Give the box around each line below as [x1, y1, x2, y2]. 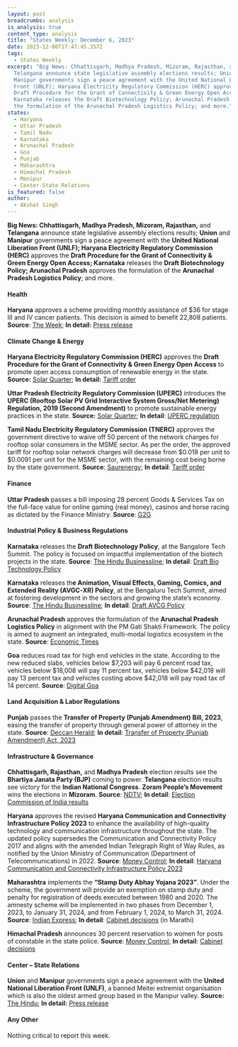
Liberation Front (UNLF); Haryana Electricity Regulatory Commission [7, 244, 213, 252]
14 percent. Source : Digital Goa [7, 681, 99, 690]
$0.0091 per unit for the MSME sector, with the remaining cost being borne [7, 455, 226, 464]
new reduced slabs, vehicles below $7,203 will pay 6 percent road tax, [7, 659, 213, 667]
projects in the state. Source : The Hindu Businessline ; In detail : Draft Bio [7, 557, 220, 566]
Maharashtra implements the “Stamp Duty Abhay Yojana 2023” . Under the [7, 878, 230, 887]
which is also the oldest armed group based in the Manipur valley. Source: [7, 992, 225, 1000]
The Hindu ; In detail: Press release [7, 999, 109, 1007]
